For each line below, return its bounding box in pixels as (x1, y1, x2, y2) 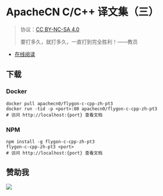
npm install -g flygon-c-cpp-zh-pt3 (6, 139, 95, 145)
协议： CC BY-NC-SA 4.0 (20, 26, 80, 33)
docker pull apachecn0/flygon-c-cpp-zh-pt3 (6, 101, 114, 106)
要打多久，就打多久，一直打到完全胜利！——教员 (20, 38, 138, 45)
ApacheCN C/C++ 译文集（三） (6, 5, 159, 19)
